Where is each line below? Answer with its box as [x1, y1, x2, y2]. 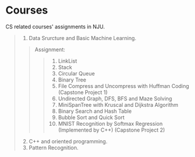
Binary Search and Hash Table [58, 107, 132, 115]
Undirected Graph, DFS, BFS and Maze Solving [58, 95, 172, 102]
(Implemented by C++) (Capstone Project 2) [58, 126, 166, 133]
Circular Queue [58, 70, 95, 77]
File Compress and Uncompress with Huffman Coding [58, 82, 190, 89]
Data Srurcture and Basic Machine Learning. [28, 34, 137, 41]
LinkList [58, 57, 77, 64]
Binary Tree [58, 76, 87, 83]
